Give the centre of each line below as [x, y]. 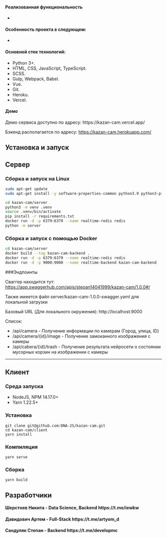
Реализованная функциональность [44, 7]
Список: [14, 321]
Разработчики [29, 495]
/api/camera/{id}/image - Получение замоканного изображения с [81, 336]
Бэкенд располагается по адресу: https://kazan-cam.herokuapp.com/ [78, 132]
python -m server [23, 226]
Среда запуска [24, 386]
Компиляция [22, 447]
